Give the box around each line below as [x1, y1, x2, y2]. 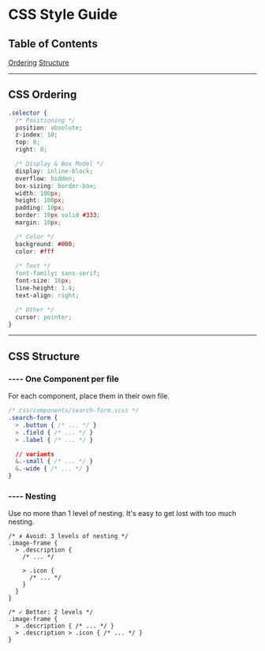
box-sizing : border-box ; [15, 181, 97, 190]
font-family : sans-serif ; [15, 270, 101, 278]
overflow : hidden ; [15, 174, 77, 182]
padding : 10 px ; [15, 204, 65, 212]
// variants [15, 450, 55, 458]
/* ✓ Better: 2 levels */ [8, 608, 93, 616]
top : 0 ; [15, 138, 41, 147]
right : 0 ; [15, 146, 47, 154]
